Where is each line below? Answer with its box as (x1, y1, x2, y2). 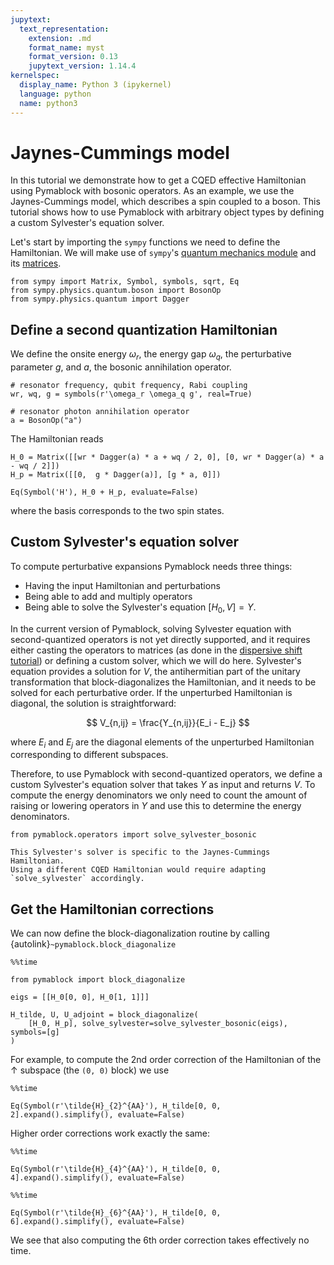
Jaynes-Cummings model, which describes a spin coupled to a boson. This (10, 196, 321, 208)
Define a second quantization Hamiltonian (10, 321, 278, 338)
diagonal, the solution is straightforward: (10, 697, 177, 709)
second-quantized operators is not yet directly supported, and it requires (10, 633, 311, 645)
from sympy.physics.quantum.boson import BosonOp (10, 286, 222, 296)
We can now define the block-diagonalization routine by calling (10, 927, 270, 940)
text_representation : (19, 24, 110, 34)
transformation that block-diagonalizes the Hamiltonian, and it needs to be (10, 676, 317, 688)
